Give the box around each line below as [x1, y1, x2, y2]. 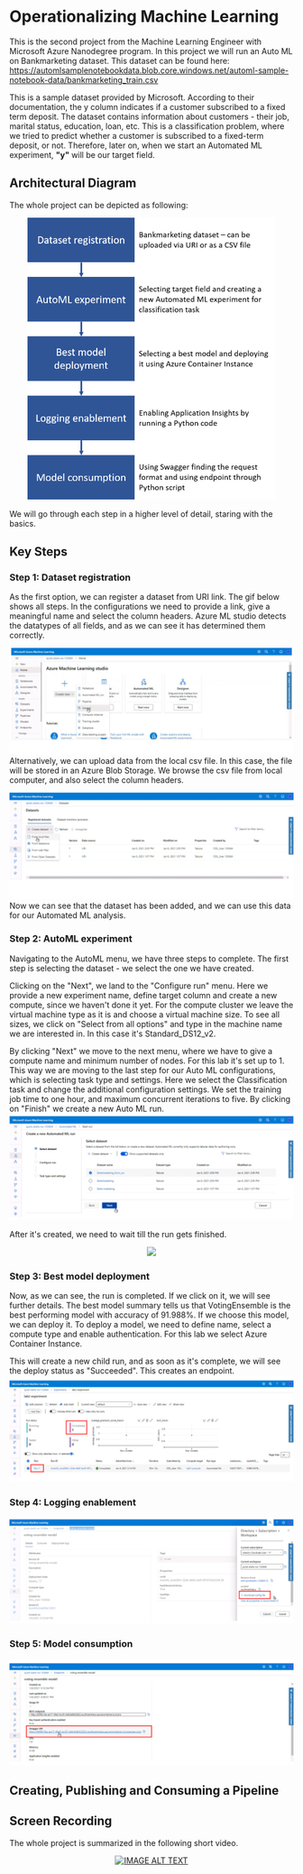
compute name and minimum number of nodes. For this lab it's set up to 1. [9, 1055, 285, 1066]
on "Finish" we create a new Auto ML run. [9, 1103, 165, 1114]
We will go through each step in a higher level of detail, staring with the [9, 508, 273, 519]
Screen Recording [9, 1814, 113, 1829]
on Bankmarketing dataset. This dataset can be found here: [9, 55, 230, 66]
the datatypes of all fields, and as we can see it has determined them [9, 620, 266, 631]
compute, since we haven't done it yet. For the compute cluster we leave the [9, 999, 294, 1010]
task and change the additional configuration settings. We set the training [9, 1084, 282, 1095]
